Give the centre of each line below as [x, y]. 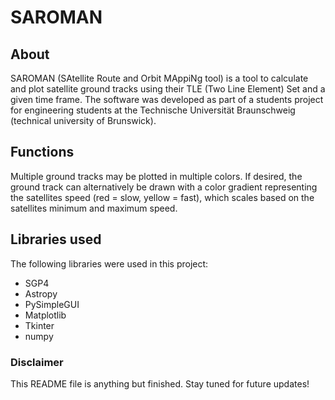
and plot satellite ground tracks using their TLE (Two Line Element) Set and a [168, 89]
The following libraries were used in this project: [109, 263]
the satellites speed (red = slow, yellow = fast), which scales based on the [162, 197]
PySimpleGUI [52, 304]
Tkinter [39, 325]
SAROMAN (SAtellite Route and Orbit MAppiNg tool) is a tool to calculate [159, 78]
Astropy [41, 293]
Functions [42, 152]
